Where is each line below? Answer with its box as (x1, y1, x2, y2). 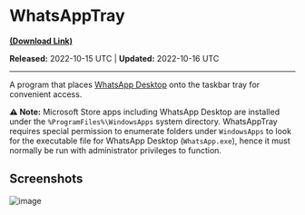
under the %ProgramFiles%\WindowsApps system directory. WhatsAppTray (9, 115, 279, 127)
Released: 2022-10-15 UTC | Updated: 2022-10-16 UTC (9, 53, 220, 64)
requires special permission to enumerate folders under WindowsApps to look (9, 125, 292, 136)
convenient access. (9, 88, 83, 100)
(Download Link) (9, 35, 74, 46)
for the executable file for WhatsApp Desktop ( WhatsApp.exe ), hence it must (9, 135, 290, 146)
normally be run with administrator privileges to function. (9, 144, 222, 155)
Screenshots (9, 171, 84, 187)
